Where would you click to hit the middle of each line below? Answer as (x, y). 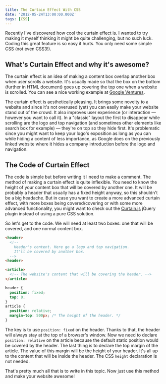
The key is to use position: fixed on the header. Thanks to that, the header (83, 329)
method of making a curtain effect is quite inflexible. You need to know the (81, 182)
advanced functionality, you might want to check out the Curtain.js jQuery (81, 208)
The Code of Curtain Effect (47, 165)
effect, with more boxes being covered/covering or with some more (74, 203)
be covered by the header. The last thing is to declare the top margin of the (82, 345)
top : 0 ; (18, 297)
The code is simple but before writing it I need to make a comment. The (78, 177)
